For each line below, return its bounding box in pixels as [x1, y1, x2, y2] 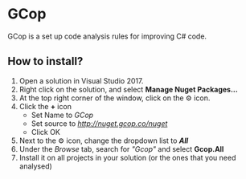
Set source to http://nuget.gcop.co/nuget [31, 118, 168, 128]
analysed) [18, 161, 53, 171]
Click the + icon [18, 101, 72, 111]
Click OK [31, 127, 61, 136]
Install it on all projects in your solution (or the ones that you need [18, 153, 236, 162]
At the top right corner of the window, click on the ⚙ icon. [18, 93, 211, 103]
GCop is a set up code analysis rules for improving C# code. [7, 31, 207, 41]
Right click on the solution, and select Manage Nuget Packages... [18, 84, 238, 94]
